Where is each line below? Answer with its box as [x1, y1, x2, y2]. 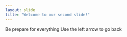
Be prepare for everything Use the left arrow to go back [5, 26, 122, 32]
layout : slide [5, 7, 36, 13]
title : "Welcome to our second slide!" [5, 12, 90, 17]
